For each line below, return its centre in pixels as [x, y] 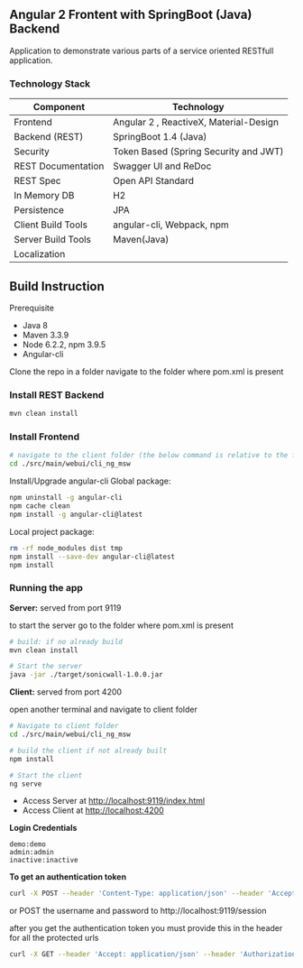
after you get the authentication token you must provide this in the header [146, 928]
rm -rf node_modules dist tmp [66, 548]
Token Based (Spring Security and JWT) [198, 152]
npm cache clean [40, 506]
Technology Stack [50, 83]
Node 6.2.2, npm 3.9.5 [64, 344]
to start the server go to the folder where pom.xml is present [122, 625]
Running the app [46, 588]
